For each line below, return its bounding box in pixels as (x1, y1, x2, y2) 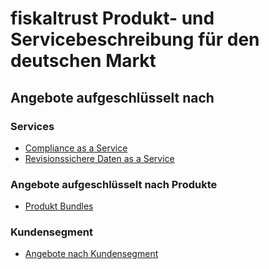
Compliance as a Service (24, 142, 128, 154)
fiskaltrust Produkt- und (10, 7, 215, 30)
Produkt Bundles (24, 200, 94, 212)
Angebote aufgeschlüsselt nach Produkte (10, 177, 218, 191)
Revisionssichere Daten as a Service (24, 152, 175, 164)
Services (10, 119, 55, 133)
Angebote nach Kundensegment (24, 248, 159, 260)
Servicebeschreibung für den (10, 28, 260, 51)
